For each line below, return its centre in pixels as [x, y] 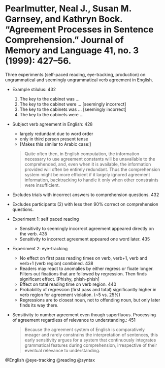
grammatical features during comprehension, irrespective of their [91, 345]
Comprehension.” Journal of [65, 40]
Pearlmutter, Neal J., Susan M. [68, 9]
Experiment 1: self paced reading [46, 219]
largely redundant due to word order [56, 134]
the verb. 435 [33, 234]
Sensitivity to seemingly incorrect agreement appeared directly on [87, 228]
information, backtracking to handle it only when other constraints [91, 180]
